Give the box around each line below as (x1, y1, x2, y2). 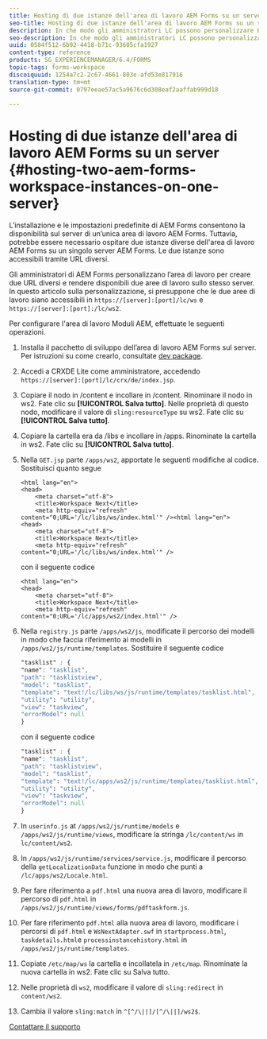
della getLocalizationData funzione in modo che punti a (20, 862, 204, 871)
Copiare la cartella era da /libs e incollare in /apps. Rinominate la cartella (20, 431, 257, 441)
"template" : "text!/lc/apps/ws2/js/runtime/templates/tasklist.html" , (20, 777, 259, 785)
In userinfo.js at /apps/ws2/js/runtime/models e (20, 821, 181, 831)
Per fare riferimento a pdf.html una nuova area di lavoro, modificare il (20, 886, 248, 895)
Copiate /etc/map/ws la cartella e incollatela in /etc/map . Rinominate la (20, 959, 248, 968)
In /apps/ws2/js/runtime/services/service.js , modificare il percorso (20, 854, 246, 863)
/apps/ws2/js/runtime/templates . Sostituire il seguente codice (20, 643, 224, 653)
